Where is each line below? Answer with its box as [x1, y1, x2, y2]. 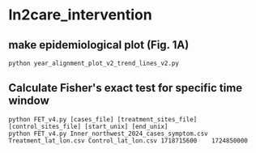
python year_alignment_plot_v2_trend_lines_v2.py [8, 59, 180, 67]
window [8, 94, 50, 108]
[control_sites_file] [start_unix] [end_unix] [8, 122, 169, 130]
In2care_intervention [8, 6, 152, 24]
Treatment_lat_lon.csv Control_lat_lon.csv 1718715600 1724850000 [8, 136, 249, 145]
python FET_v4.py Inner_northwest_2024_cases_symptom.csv [8, 130, 208, 138]
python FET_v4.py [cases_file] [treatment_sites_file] [8, 115, 198, 123]
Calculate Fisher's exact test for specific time [8, 81, 243, 95]
